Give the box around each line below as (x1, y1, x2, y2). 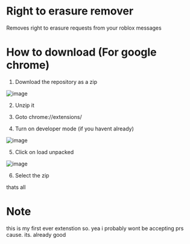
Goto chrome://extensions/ (14, 113, 83, 120)
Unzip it (14, 101, 35, 109)
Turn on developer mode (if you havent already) (14, 125, 135, 132)
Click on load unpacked (14, 148, 74, 155)
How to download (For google (6, 45, 157, 59)
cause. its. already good (6, 231, 66, 238)
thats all (6, 183, 26, 191)
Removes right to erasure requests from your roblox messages (6, 24, 162, 31)
